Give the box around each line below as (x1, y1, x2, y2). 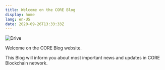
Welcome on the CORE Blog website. (5, 45, 82, 51)
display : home (5, 12, 35, 17)
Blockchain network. (5, 60, 48, 66)
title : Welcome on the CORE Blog (5, 7, 76, 13)
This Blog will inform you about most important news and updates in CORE (5, 55, 160, 61)
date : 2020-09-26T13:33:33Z (5, 21, 65, 27)
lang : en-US (5, 17, 30, 22)
